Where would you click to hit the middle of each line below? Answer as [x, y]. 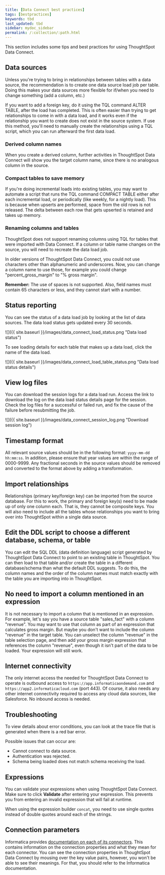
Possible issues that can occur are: [41, 741]
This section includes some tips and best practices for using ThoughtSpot [80, 47]
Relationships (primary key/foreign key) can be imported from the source [79, 496]
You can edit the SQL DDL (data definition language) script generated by [79, 552]
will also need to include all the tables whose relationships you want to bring [82, 512]
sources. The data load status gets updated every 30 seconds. [69, 322]
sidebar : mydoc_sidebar [30, 28]
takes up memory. [23, 215]
